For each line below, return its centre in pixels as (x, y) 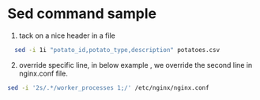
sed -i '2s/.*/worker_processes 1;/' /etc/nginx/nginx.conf (109, 87)
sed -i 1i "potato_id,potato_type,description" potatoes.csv (117, 50)
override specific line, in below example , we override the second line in (136, 65)
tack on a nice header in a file (67, 35)
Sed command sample (82, 14)
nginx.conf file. (43, 73)
